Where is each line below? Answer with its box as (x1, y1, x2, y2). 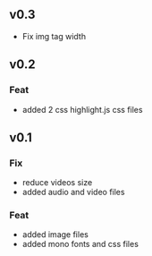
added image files (21, 229, 89, 240)
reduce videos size (21, 177, 93, 188)
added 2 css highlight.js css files (21, 104, 143, 115)
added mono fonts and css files (21, 239, 139, 250)
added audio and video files (21, 187, 125, 198)
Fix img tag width (21, 30, 87, 41)
